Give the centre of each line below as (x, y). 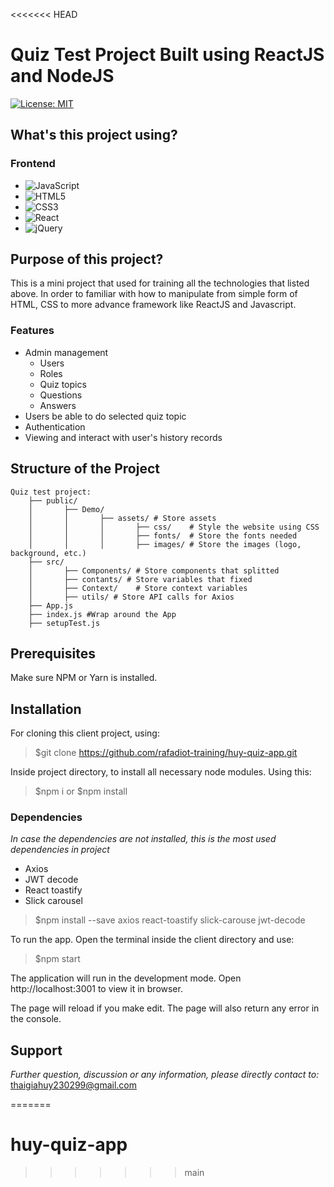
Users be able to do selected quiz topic (105, 416)
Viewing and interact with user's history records (123, 437)
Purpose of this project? (87, 259)
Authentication (55, 426)
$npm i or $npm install (81, 791)
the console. (36, 1019)
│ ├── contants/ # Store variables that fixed (140, 579)
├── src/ (46, 562)
